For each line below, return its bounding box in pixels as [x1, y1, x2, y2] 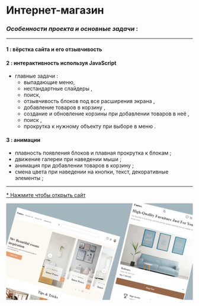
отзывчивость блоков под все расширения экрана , [23, 98, 155, 105]
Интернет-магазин [6, 4, 104, 17]
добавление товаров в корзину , [23, 104, 105, 111]
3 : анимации [6, 136, 40, 143]
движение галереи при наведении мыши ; [14, 156, 122, 163]
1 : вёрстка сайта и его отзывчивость [6, 46, 102, 53]
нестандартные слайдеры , [23, 85, 93, 92]
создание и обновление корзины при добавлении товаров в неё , [23, 110, 190, 117]
